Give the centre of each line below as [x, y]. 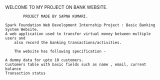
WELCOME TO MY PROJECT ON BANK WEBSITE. [56, 7]
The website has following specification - [60, 51]
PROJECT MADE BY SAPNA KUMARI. [56, 16]
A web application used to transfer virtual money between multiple [78, 34]
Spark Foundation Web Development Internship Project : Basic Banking [80, 25]
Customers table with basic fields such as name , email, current [76, 64]
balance [13, 69]
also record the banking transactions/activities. [68, 42]
